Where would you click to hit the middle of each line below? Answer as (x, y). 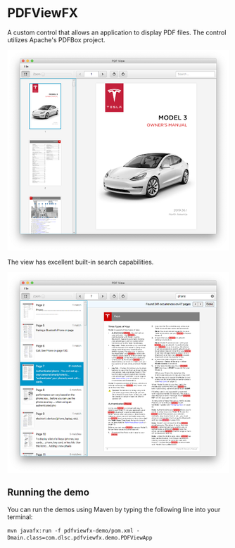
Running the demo (49, 493)
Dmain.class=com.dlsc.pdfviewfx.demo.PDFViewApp (80, 537)
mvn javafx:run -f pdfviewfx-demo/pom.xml (70, 530)
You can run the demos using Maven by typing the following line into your (114, 509)
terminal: (20, 517)
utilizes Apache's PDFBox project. (56, 39)
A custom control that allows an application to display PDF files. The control (117, 32)
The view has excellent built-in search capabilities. (81, 262)
